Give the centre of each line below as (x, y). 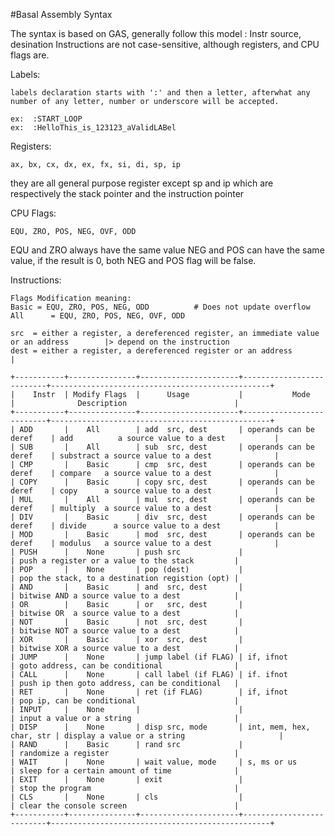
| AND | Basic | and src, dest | (127, 587)
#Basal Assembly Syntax (61, 14)
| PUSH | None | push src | (127, 552)
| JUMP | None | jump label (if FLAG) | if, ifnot (149, 657)
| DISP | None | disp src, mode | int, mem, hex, (160, 727)
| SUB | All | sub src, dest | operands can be (162, 447)
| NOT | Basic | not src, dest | (127, 622)
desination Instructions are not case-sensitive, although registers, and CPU (165, 44)
